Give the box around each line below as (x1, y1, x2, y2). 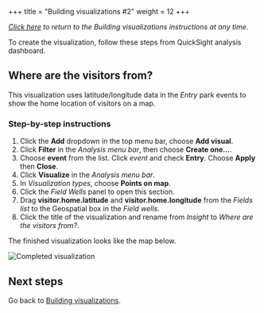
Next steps (8, 274, 64, 288)
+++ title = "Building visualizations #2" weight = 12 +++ (8, 7, 190, 16)
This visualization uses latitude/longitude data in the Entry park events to (8, 90, 247, 99)
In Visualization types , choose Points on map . (19, 179, 171, 188)
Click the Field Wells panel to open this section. (19, 187, 175, 197)
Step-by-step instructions (8, 118, 111, 129)
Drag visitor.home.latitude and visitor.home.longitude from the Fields (19, 195, 253, 205)
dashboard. (8, 46, 46, 55)
